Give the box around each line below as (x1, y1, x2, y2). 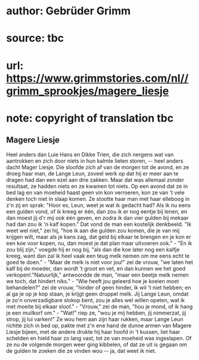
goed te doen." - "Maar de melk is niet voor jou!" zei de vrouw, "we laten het (6, 258, 194, 266)
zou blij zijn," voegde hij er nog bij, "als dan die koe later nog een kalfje (6, 246, 180, 253)
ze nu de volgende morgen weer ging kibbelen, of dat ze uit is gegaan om (6, 341, 188, 348)
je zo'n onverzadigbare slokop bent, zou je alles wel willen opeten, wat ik (6, 296, 185, 303)
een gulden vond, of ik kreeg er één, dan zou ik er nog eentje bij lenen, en (6, 207, 188, 215)
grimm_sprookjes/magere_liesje (6, 84, 169, 98)
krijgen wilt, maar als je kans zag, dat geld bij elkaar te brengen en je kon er (6, 233, 192, 240)
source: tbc (6, 32, 64, 45)
